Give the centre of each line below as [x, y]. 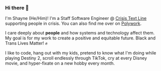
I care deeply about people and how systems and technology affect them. [80, 33]
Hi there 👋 [17, 8]
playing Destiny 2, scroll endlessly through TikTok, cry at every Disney [76, 58]
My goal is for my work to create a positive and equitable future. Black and [80, 38]
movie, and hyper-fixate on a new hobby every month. [60, 63]
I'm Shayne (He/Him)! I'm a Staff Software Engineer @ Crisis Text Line [76, 18]
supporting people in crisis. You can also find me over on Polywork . [73, 23]
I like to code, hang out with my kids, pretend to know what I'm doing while [80, 53]
